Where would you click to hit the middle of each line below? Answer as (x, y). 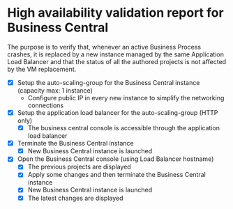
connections (46, 105)
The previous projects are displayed (79, 167)
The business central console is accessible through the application (123, 128)
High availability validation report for (116, 13)
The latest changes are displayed (75, 198)
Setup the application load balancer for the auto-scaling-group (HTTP (118, 113)
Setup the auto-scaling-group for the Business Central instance (108, 82)
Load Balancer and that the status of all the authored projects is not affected (117, 61)
